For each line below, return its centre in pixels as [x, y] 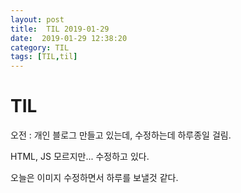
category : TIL [40, 47]
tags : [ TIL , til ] [44, 57]
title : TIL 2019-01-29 [60, 29]
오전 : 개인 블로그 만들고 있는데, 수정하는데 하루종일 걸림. [121, 135]
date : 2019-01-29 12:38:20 [69, 38]
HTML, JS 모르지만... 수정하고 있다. [80, 157]
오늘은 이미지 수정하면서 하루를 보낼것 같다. [94, 178]
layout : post [37, 19]
